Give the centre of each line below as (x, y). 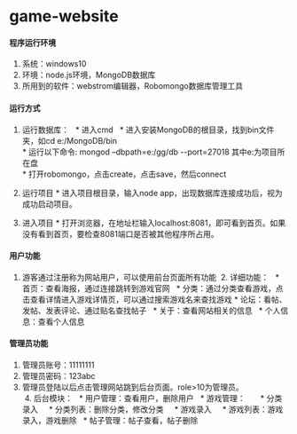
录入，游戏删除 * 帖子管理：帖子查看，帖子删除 (110, 420)
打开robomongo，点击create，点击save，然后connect (127, 174)
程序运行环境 (32, 43)
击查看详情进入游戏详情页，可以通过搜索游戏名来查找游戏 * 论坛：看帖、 (154, 299)
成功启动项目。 (49, 204)
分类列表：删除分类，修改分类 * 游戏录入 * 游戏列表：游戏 (169, 409)
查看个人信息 (61, 321)
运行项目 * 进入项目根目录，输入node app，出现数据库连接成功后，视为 (152, 193)
